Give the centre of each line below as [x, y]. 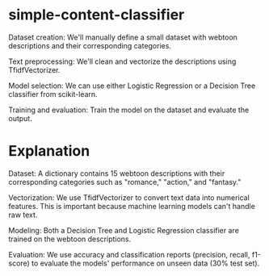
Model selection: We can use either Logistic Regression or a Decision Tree [132, 86]
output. [20, 118]
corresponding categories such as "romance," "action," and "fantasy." [125, 182]
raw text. [23, 215]
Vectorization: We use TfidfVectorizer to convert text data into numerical [129, 197]
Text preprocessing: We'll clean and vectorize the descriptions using [122, 61]
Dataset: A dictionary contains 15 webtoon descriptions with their [117, 173]
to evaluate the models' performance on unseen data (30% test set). [145, 263]
